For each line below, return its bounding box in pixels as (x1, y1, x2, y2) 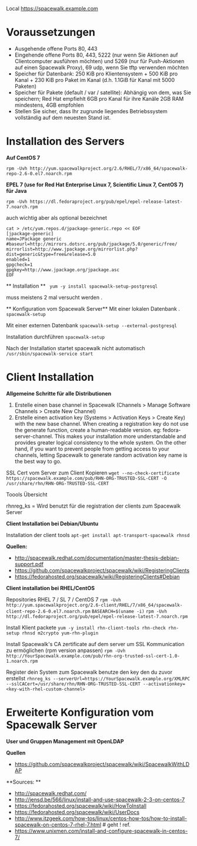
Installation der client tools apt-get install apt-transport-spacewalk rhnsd (6, 531, 190, 538)
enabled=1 (6, 256, 31, 262)
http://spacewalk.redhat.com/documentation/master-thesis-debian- (14, 554, 179, 561)
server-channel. (14, 433, 54, 440)
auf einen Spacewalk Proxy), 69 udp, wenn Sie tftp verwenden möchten (14, 64, 189, 71)
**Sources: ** (6, 778, 41, 785)
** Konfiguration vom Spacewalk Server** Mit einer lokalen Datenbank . (6, 305, 181, 312)
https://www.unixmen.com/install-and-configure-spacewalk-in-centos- (14, 827, 188, 834)
